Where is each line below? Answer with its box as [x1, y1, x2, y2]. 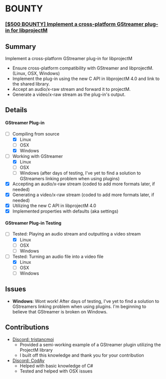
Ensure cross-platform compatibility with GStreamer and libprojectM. [12, 65, 154, 71]
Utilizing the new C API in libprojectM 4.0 [12, 203, 96, 209]
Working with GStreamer [12, 153, 63, 159]
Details [5, 106, 27, 114]
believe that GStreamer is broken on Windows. [12, 308, 108, 314]
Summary [5, 42, 36, 51]
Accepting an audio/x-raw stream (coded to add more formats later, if [12, 181, 155, 187]
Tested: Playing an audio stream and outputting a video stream [12, 231, 141, 237]
